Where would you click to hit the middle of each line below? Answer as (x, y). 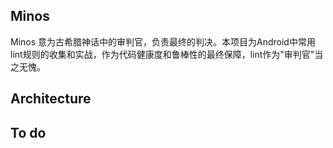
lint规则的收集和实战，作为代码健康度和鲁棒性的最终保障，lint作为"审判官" (162, 54)
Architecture (51, 99)
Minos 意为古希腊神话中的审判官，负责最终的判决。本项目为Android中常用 (163, 41)
